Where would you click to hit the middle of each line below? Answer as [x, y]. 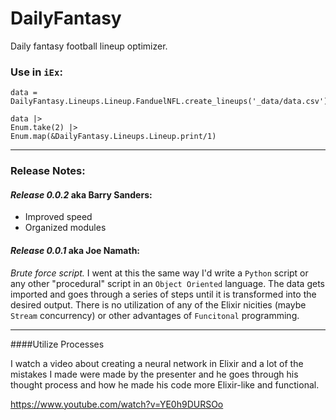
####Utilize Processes [57, 344]
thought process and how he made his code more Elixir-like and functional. [165, 384]
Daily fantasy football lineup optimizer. [89, 46]
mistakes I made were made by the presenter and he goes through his [154, 374]
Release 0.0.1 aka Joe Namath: [75, 250]
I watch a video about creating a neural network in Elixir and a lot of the [157, 363]
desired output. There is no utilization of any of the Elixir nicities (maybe [158, 304]
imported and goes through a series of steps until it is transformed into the [163, 294]
